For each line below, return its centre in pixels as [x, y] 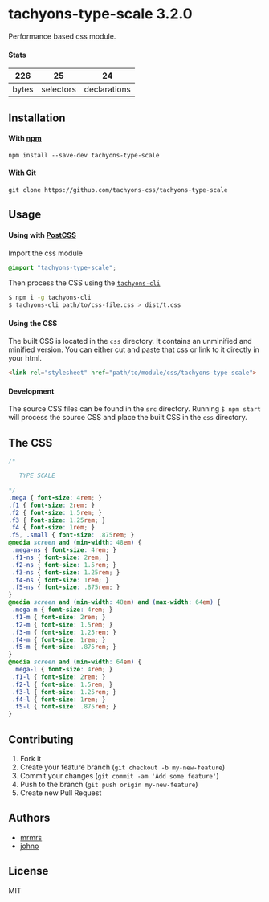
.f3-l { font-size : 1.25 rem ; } [64, 692]
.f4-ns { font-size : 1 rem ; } [61, 580]
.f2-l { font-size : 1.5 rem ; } [62, 684]
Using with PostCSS [42, 235]
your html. [25, 358]
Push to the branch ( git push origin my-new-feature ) [109, 784]
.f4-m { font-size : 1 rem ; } [59, 639]
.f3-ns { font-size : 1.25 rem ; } [66, 572]
